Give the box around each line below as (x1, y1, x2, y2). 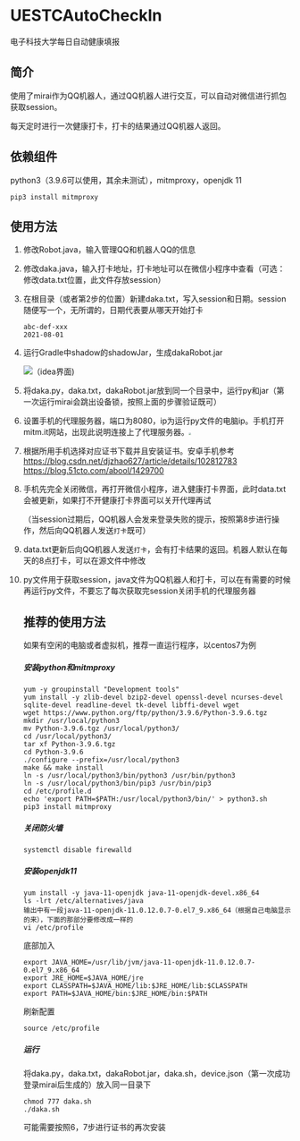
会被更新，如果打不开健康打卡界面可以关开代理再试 (22, 495, 212, 506)
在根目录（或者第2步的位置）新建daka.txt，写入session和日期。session (22, 294, 287, 304)
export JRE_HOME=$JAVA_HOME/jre (22, 974, 144, 983)
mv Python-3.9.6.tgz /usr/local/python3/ (22, 724, 179, 734)
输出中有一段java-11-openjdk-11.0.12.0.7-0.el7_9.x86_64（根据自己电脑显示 (22, 906, 291, 915)
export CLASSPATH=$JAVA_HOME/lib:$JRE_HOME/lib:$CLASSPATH (22, 982, 248, 991)
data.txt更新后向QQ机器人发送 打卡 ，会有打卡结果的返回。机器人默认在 (22, 544, 280, 555)
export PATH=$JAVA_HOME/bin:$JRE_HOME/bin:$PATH (22, 990, 208, 999)
